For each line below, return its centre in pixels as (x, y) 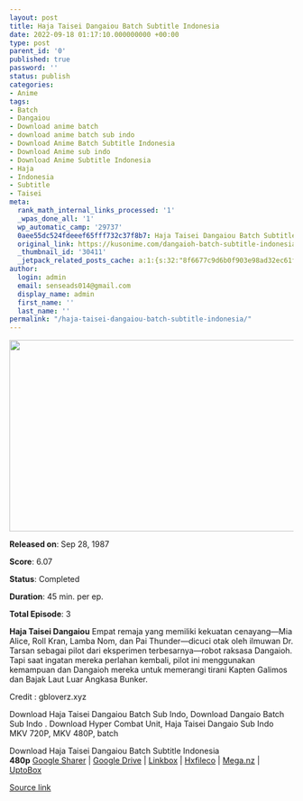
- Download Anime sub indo (60, 151)
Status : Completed (45, 579)
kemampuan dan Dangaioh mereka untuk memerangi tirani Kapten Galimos (148, 670)
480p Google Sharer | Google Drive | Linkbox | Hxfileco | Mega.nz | (135, 760)
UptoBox (26, 770)
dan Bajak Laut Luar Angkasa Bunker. (79, 679)
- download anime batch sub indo (72, 135)
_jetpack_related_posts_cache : (76, 261)
